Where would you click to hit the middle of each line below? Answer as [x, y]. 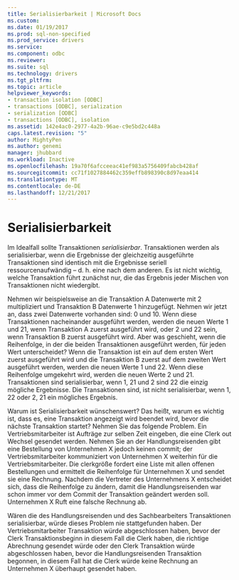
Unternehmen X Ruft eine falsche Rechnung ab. [77, 502]
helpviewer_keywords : [39, 93]
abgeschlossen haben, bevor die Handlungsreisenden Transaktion [105, 554]
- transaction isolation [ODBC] [55, 100]
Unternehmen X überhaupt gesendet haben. [72, 569]
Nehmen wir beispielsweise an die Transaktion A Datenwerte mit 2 [105, 299]
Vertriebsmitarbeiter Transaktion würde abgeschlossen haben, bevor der [114, 531]
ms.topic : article [34, 87]
